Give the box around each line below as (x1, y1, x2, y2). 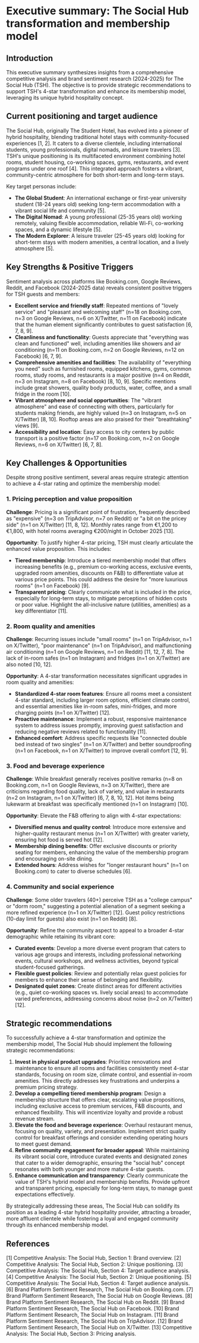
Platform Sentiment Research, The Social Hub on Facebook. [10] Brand (6, 1305, 179, 1312)
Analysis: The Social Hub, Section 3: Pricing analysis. (6, 1330, 137, 1338)
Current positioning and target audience (6, 111, 159, 121)
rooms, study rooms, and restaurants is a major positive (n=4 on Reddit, (14, 371, 191, 379)
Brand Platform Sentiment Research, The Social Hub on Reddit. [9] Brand (6, 1298, 185, 1306)
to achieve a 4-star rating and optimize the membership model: (6, 480, 161, 487)
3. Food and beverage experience (6, 762, 105, 770)
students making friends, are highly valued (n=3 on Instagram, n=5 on (14, 409, 187, 417)
